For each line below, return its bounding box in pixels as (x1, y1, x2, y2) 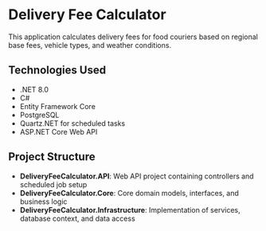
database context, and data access (19, 213, 135, 223)
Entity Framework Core (19, 101, 96, 111)
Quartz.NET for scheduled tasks (19, 118, 126, 128)
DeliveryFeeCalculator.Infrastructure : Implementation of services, (19, 205, 241, 214)
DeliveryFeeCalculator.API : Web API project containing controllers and (19, 171, 254, 181)
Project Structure (8, 150, 96, 164)
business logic (19, 197, 68, 206)
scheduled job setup (19, 179, 88, 189)
